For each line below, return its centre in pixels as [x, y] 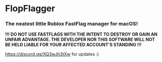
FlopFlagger [30, 9]
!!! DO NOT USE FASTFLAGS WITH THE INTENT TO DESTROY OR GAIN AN [81, 34]
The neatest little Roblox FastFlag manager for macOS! [72, 24]
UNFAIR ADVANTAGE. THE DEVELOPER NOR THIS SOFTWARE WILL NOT [80, 40]
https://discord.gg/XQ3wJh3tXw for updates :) [52, 54]
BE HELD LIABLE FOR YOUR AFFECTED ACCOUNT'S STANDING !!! [73, 45]
